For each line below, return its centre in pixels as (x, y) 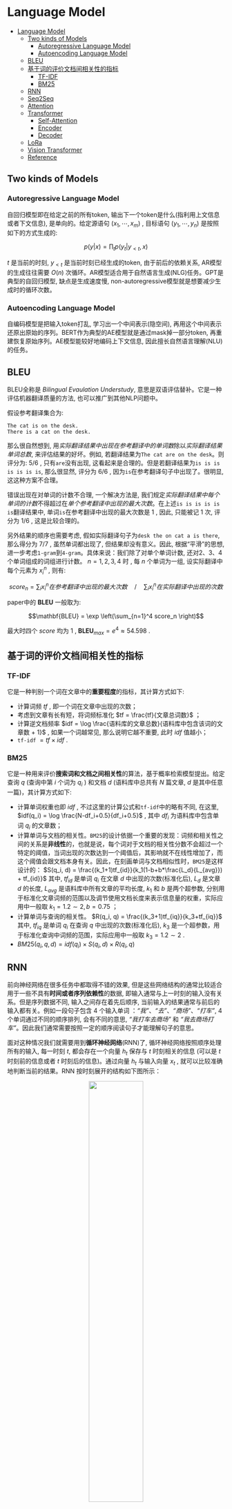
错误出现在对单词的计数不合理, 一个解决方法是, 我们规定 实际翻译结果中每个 (113, 495)
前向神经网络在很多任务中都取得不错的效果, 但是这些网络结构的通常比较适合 (115, 985)
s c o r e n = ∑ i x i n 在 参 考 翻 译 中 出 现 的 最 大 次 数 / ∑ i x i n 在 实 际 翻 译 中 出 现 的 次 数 (116, 587)
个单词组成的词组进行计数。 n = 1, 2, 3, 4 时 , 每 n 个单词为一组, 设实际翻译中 (115, 561)
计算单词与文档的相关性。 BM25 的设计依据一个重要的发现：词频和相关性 (117, 835)
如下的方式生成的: (32, 233)
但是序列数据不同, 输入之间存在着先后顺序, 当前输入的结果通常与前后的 (119, 1002)
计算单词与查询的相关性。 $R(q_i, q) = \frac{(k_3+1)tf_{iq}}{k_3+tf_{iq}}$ (120, 916)
